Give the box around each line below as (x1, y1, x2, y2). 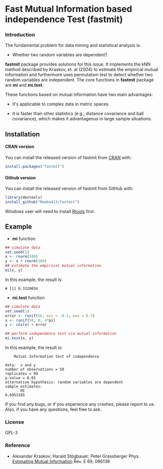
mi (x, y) (5, 268, 23, 273)
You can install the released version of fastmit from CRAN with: (5, 155, 132, 161)
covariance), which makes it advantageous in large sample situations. (12, 116, 152, 122)
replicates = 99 (5, 371, 38, 376)
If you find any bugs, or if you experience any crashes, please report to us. (5, 401, 155, 407)
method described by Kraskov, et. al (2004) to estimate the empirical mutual (5, 67, 159, 72)
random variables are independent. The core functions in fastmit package (5, 77, 154, 83)
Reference (5, 442, 30, 449)
